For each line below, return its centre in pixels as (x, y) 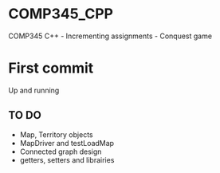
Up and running (34, 90)
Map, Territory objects (56, 134)
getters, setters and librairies (67, 159)
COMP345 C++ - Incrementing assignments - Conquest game (110, 36)
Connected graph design (61, 151)
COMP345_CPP (61, 14)
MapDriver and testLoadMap (67, 143)
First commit (51, 68)
